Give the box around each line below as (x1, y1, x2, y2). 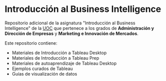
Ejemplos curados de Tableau (11, 66, 73, 72)
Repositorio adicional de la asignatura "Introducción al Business (4, 20, 136, 26)
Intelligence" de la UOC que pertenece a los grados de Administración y (4, 25, 155, 31)
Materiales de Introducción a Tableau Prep (11, 55, 99, 61)
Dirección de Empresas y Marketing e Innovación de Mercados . (4, 30, 139, 36)
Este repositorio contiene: (4, 40, 58, 46)
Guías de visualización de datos (11, 71, 78, 77)
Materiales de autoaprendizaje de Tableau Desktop (11, 60, 117, 66)
